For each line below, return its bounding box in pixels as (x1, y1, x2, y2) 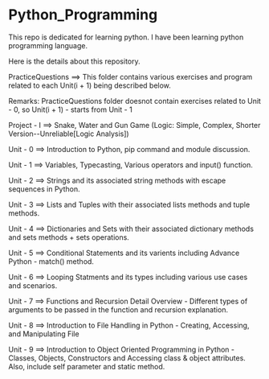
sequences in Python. (8, 183, 80, 194)
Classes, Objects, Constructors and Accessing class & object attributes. (8, 352, 247, 363)
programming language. (8, 40, 88, 50)
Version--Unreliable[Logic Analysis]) (8, 129, 130, 138)
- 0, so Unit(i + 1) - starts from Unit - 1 (8, 105, 132, 114)
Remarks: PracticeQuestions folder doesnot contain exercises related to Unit (8, 96, 261, 105)
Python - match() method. (8, 256, 95, 266)
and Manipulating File (8, 328, 79, 339)
